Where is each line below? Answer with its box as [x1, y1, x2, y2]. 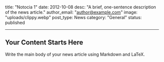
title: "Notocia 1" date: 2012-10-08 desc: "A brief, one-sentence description [5, 4, 156, 10]
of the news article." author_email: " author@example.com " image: [5, 9, 138, 15]
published [5, 20, 25, 25]
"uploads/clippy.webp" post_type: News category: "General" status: [5, 15, 142, 20]
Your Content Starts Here [5, 39, 83, 47]
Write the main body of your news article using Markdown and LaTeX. [5, 51, 145, 57]
